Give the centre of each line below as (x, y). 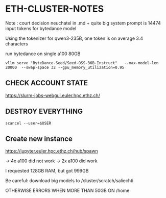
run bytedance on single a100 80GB (43, 54)
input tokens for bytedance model (41, 28)
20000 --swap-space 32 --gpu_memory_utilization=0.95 (65, 67)
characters (17, 43)
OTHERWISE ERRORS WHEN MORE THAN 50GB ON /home (67, 191)
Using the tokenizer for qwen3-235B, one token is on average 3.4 (74, 38)
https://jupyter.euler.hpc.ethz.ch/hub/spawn (52, 151)
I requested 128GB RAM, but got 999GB (47, 171)
